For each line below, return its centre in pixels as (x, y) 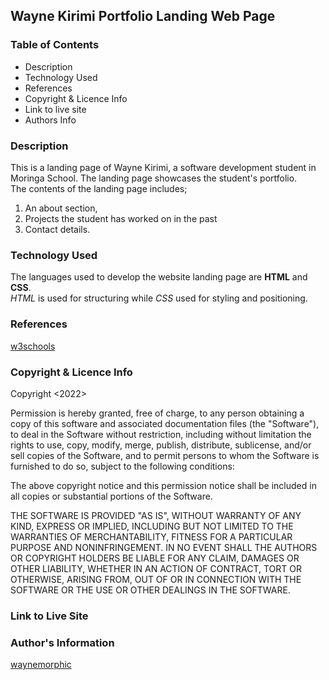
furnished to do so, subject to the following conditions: (122, 466)
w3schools (33, 346)
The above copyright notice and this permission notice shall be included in (163, 485)
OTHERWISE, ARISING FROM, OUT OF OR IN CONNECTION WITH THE (156, 579)
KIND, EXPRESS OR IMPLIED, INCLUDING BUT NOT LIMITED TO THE (152, 526)
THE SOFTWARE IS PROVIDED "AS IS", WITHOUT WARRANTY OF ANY (156, 515)
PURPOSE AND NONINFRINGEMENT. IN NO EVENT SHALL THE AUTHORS (164, 547)
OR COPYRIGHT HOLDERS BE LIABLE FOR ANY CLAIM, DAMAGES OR (155, 558)
